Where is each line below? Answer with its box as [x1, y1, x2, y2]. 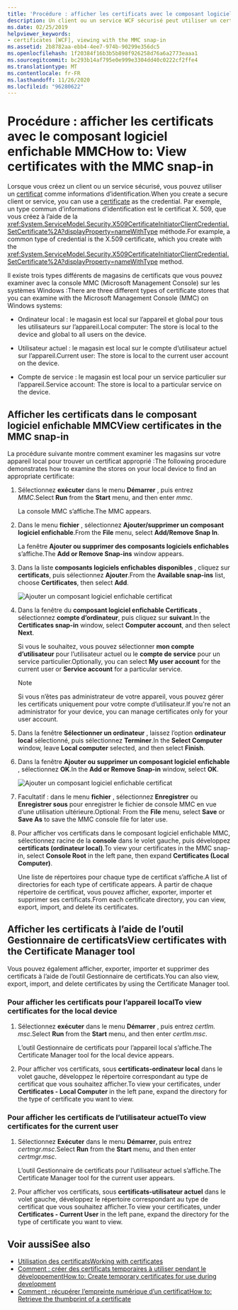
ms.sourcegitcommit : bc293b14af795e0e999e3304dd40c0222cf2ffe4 [7, 57, 198, 64]
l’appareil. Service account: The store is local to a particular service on [17, 380, 222, 389]
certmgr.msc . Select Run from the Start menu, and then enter [17, 1145, 196, 1153]
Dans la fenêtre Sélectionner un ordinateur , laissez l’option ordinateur [17, 728, 227, 737]
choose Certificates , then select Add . [17, 579, 129, 587]
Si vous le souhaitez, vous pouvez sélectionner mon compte [17, 643, 195, 650]
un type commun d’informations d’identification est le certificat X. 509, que [7, 205, 227, 213]
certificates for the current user [7, 1121, 119, 1131]
